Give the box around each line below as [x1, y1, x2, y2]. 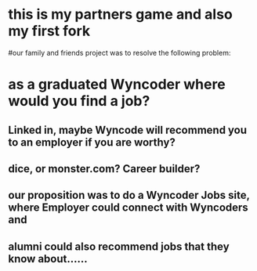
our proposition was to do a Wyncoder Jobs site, [8, 189, 250, 202]
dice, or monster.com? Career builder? [8, 162, 201, 175]
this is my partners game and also [8, 5, 233, 23]
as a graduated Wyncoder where [8, 76, 226, 93]
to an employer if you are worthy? [8, 135, 176, 149]
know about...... [8, 252, 88, 266]
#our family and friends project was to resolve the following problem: [8, 48, 231, 57]
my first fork [8, 22, 91, 40]
